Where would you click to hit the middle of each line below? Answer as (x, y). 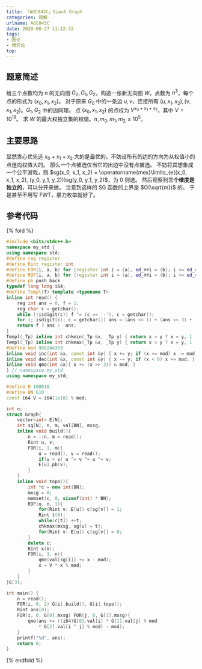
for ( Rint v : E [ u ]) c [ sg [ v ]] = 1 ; (80, 510)
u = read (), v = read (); (69, 454)
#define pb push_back (33, 281)
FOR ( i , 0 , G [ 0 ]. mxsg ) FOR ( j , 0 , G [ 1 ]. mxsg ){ (74, 615)
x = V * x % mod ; (60, 566)
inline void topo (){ (43, 482)
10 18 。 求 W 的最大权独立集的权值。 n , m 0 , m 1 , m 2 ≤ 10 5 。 (76, 119)
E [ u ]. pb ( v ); (53, 465)
